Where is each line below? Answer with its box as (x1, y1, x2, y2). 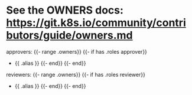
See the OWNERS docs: (6, 4, 124, 17)
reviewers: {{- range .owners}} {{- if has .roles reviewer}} (6, 71, 146, 78)
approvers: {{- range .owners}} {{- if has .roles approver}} (6, 48, 148, 55)
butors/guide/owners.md (6, 29, 133, 42)
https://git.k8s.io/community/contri (6, 16, 186, 30)
